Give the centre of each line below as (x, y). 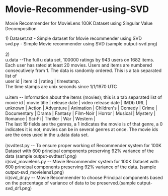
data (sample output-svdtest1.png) (41, 156)
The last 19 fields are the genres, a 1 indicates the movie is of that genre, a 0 (84, 124)
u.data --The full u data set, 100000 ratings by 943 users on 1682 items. (80, 59)
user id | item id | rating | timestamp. (43, 81)
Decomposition (21, 28)
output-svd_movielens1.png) (35, 172)
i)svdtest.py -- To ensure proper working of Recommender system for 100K (83, 145)
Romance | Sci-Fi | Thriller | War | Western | (50, 118)
